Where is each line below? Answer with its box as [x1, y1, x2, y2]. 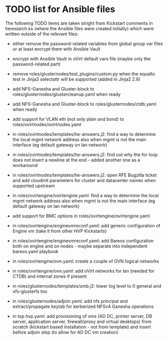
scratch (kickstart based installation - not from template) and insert [12, 323, 151, 330]
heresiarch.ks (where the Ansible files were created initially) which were [5, 25, 154, 31]
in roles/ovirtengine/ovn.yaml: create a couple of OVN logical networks [12, 258, 159, 264]
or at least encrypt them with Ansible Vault [12, 46, 101, 52]
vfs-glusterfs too [12, 288, 48, 294]
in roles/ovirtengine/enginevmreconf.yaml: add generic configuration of [12, 222, 160, 228]
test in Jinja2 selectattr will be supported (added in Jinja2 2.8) [12, 76, 141, 82]
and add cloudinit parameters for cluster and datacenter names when [12, 177, 156, 183]
